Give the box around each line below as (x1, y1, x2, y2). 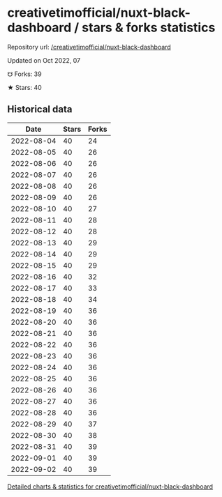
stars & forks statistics (81, 20, 216, 36)
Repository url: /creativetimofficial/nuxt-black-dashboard (7, 43, 171, 51)
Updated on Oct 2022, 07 (7, 56, 81, 64)
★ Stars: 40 (7, 83, 42, 91)
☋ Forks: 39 (7, 70, 42, 78)
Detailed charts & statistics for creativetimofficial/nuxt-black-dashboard (7, 482, 214, 491)
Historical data (7, 103, 73, 116)
